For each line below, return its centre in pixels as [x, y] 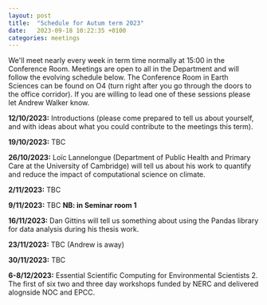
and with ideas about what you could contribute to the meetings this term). [131, 127]
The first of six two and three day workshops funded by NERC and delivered [133, 284]
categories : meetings [44, 38]
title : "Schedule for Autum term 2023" [77, 23]
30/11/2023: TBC [37, 260]
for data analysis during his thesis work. [74, 229]
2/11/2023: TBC [35, 190]
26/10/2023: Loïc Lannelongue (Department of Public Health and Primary [130, 158]
